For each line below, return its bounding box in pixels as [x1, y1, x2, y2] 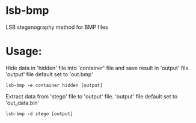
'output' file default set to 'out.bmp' [5, 70, 94, 78]
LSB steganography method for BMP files [5, 23, 109, 31]
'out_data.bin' [5, 99, 40, 106]
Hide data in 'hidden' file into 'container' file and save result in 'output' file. [5, 64, 191, 71]
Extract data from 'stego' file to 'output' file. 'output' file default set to [5, 92, 178, 100]
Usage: [5, 44, 43, 58]
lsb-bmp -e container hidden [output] [5, 82, 103, 88]
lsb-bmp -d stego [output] [5, 110, 73, 117]
